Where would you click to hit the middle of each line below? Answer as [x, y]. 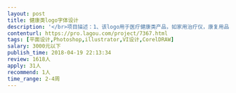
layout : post [26, 14]
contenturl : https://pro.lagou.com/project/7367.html [88, 33]
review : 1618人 [29, 59]
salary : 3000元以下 [34, 46]
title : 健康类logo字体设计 [43, 20]
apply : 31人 [24, 66]
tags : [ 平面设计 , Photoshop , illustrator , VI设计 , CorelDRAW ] [91, 40]
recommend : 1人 [29, 72]
